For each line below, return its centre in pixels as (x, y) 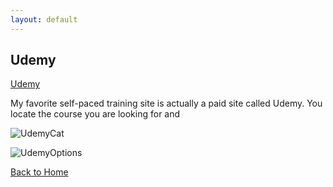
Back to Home (39, 172)
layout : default (44, 19)
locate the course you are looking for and (95, 114)
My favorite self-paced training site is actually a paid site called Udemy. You (166, 103)
